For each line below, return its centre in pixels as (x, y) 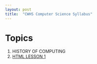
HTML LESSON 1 (29, 57)
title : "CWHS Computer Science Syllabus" (49, 14)
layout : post (18, 9)
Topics (19, 38)
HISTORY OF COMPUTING (39, 51)
